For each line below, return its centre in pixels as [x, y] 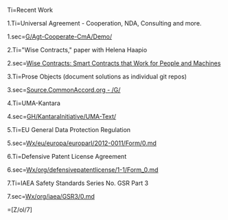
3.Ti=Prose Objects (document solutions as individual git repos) [97, 76]
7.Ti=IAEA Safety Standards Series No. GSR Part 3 [78, 183]
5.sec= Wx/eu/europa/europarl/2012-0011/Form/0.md [82, 143]
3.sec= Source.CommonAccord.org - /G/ [64, 90]
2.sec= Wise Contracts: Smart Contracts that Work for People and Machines [114, 63]
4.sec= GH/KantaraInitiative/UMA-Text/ [62, 117]
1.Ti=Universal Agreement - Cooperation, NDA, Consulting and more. [104, 23]
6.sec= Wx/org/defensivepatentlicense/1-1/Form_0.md [83, 170]
